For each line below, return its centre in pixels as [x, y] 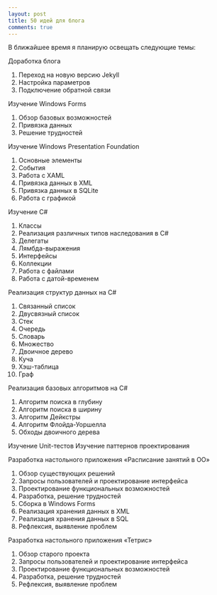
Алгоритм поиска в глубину [60, 402]
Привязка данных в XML [55, 183]
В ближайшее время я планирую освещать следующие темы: [102, 48]
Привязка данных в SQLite [58, 191]
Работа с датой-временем [59, 279]
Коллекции [35, 263]
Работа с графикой [47, 198]
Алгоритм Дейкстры [49, 417]
